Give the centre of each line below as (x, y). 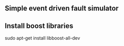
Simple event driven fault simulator (62, 8)
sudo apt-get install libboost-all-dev (42, 38)
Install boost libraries (39, 26)
